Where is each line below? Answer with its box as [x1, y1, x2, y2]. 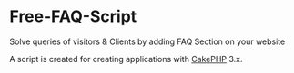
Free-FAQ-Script [9, 6, 137, 27]
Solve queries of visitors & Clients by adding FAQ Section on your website [9, 36, 286, 47]
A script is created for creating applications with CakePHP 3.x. [9, 53, 243, 64]
